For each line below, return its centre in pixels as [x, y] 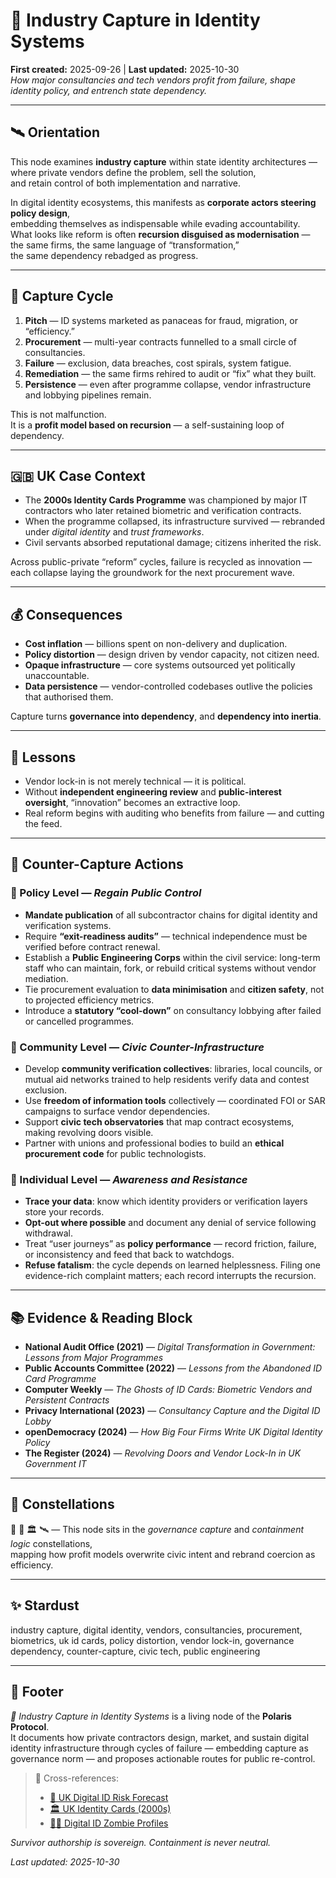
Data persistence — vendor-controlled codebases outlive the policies [168, 686]
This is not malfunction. [58, 414]
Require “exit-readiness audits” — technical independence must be [166, 936]
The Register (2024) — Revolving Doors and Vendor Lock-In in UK [163, 1453]
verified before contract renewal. [92, 946]
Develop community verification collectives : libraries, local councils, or [173, 1068]
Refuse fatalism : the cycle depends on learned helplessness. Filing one [172, 1265]
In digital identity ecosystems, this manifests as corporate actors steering [163, 202]
